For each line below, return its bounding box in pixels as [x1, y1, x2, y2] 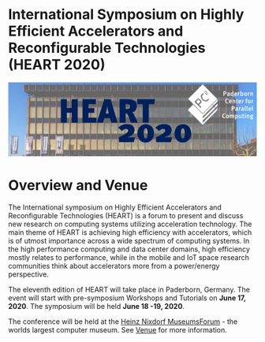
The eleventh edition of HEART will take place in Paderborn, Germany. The [8, 284, 251, 294]
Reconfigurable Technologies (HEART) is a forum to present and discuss [8, 210, 244, 220]
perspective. [8, 270, 49, 279]
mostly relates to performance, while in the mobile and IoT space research [8, 252, 250, 262]
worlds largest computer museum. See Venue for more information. [8, 325, 227, 334]
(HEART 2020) [8, 56, 106, 74]
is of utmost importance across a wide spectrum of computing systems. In [8, 236, 250, 245]
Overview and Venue [8, 176, 148, 194]
